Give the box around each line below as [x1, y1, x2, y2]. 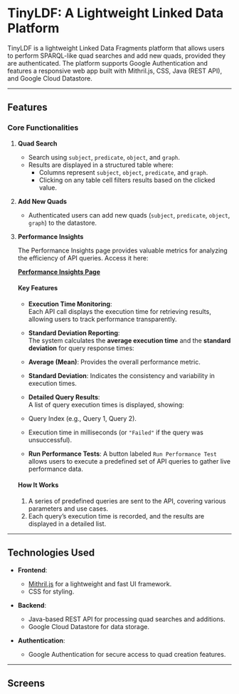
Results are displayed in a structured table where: [28, 160, 174, 169]
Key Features [17, 284, 58, 292]
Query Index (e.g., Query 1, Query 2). [28, 414, 137, 422]
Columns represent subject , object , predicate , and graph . [38, 168, 208, 176]
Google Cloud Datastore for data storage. [28, 622, 149, 631]
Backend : [17, 601, 47, 609]
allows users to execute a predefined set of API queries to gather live [28, 456, 231, 465]
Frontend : [17, 566, 48, 574]
